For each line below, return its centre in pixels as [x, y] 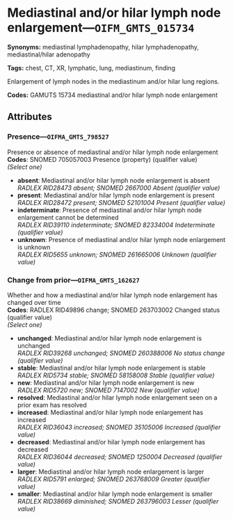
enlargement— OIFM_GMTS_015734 [101, 28]
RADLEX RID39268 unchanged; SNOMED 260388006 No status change [121, 353]
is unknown [34, 247]
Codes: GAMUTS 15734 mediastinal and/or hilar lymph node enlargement [112, 95]
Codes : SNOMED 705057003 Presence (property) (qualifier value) [103, 159]
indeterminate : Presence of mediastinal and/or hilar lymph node [110, 210]
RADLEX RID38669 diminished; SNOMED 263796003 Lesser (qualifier [118, 501]
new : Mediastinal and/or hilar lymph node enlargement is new [106, 382]
